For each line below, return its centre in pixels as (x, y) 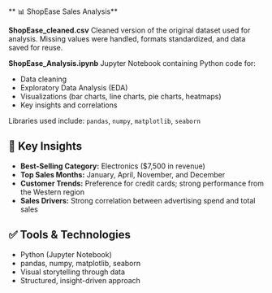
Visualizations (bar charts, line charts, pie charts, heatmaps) (121, 96)
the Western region (52, 192)
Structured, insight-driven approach (80, 280)
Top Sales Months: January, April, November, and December (123, 174)
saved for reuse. (36, 48)
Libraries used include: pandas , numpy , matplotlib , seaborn (105, 121)
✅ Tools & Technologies (70, 235)
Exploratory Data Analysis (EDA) (74, 87)
